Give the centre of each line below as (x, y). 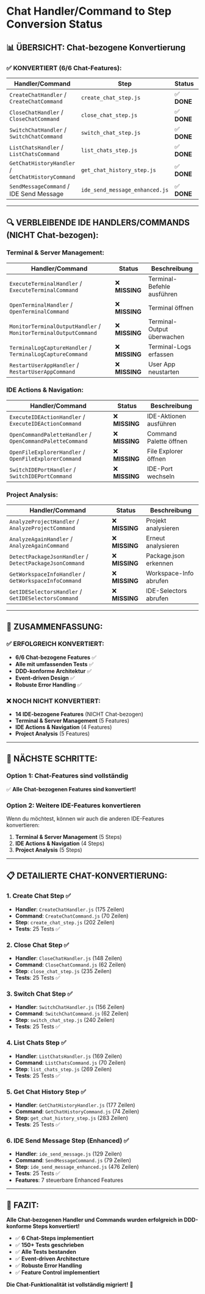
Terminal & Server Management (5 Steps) (68, 837)
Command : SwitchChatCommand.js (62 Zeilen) (72, 1013)
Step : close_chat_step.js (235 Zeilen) (63, 971)
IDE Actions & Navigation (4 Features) (63, 727)
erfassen (161, 354)
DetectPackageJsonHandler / (49, 556)
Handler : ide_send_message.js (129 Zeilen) (68, 1154)
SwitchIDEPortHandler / (43, 469)
